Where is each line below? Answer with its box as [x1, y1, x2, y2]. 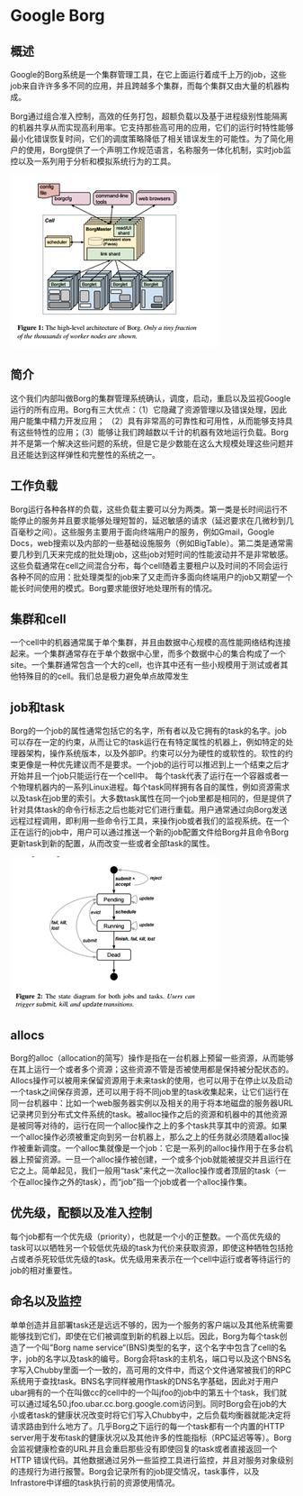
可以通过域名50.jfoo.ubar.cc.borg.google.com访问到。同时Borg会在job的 [10, 1398, 280, 1409]
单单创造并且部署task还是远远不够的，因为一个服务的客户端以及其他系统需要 [10, 1319, 294, 1330]
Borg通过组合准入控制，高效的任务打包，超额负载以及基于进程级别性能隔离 [10, 111, 289, 122]
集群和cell [10, 612, 67, 627]
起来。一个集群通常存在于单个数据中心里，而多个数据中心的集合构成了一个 [10, 648, 286, 659]
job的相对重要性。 [10, 1264, 77, 1275]
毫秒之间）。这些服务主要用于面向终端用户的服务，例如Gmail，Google [17, 526, 275, 537]
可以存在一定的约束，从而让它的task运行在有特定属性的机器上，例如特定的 [10, 736, 286, 748]
